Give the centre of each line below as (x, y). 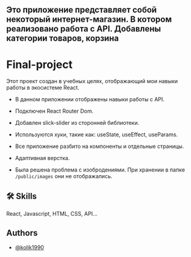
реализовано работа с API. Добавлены (84, 29)
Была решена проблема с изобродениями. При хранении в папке (100, 170)
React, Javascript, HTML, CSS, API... (52, 214)
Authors (22, 233)
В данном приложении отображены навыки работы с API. (90, 99)
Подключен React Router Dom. (54, 111)
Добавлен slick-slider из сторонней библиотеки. (77, 123)
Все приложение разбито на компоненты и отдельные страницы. (99, 146)
